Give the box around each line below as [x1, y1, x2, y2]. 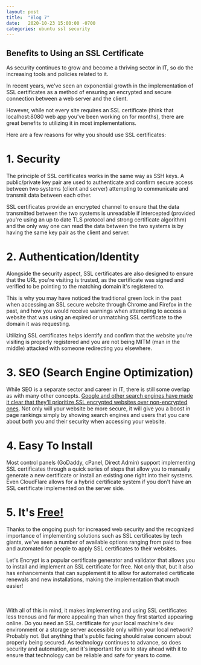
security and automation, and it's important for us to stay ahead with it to [6, 645, 187, 652]
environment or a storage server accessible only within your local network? [6, 626, 194, 633]
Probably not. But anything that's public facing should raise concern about [6, 632, 191, 640]
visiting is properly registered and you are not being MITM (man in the [6, 338, 180, 345]
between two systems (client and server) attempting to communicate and [6, 185, 189, 192]
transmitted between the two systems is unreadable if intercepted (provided [6, 209, 196, 217]
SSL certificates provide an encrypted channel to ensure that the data [6, 203, 180, 210]
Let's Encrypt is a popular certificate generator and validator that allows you [6, 556, 195, 564]
